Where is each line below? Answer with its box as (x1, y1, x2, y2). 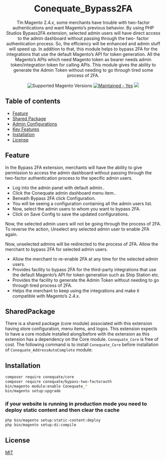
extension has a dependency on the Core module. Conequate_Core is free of (5, 337, 159, 343)
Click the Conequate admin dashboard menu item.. (12, 190, 116, 196)
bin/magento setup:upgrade (5, 388, 61, 393)
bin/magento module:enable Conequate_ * (5, 384, 88, 389)
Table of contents (5, 97, 60, 106)
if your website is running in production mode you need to (5, 400, 147, 407)
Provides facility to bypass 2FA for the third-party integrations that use (12, 266, 157, 272)
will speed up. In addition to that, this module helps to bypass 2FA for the (9, 46, 158, 52)
